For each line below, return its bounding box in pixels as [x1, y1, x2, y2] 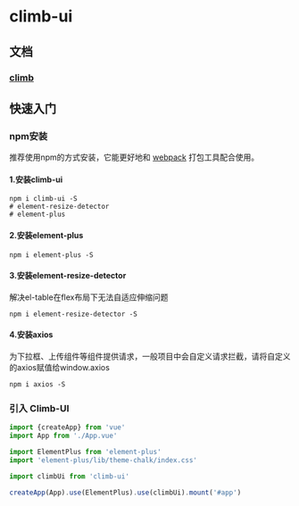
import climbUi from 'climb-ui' [9, 471, 129, 481]
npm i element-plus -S [9, 250, 94, 260]
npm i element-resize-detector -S [9, 310, 138, 319]
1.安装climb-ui [9, 174, 63, 185]
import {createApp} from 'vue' [9, 423, 126, 432]
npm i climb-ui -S [9, 195, 78, 203]
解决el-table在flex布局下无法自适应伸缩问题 [9, 292, 169, 303]
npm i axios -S [9, 380, 66, 389]
